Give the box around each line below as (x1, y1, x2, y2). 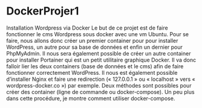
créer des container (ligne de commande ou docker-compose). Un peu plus (6, 88, 195, 95)
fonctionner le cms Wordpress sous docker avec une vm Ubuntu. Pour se (6, 30, 189, 37)
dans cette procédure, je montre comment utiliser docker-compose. (6, 95, 175, 102)
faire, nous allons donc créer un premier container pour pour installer (6, 37, 178, 44)
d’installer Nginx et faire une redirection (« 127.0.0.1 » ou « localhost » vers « (6, 75, 195, 83)
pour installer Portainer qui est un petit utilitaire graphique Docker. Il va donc (6, 56, 197, 63)
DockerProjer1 (6, 4, 79, 18)
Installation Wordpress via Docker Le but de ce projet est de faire (6, 24, 168, 31)
